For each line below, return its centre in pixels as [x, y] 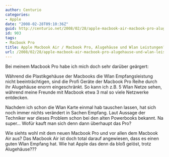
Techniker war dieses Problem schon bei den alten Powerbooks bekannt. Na [84, 118]
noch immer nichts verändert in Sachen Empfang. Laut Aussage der [75, 112]
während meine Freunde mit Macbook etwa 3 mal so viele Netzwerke [77, 92]
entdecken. [17, 97]
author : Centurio [23, 10]
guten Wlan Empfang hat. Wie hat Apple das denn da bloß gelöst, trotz [78, 143]
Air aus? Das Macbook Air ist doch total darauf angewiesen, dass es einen [82, 138]
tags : [11, 38]
